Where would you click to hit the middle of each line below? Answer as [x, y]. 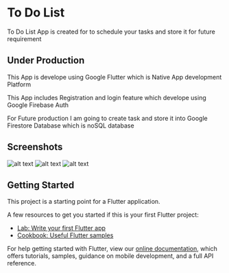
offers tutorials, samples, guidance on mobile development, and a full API [110, 256]
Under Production [46, 61]
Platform [19, 84]
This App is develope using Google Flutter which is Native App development [114, 77]
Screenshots [35, 147]
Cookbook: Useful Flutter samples [65, 235]
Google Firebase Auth [38, 105]
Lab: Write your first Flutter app [61, 228]
